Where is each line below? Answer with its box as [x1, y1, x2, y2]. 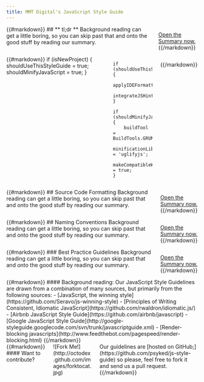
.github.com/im [53, 356, 91, 363]
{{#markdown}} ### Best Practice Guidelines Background [6, 248, 151, 256]
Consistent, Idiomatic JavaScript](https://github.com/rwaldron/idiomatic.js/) [6, 304, 196, 312]
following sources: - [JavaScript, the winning [6, 291, 118, 298]
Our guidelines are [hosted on [99, 343, 174, 350]
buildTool [123, 124, 149, 131]
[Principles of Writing [123, 298, 177, 305]
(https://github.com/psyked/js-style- [99, 349, 191, 356]
